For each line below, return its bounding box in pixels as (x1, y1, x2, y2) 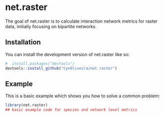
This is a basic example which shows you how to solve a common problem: (5, 93, 160, 99)
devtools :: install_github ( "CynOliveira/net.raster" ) (5, 66, 117, 71)
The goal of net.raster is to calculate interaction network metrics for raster (5, 18, 158, 24)
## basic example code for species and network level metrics (5, 107, 137, 112)
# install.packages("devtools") (5, 61, 75, 66)
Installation (5, 38, 41, 47)
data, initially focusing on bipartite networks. (5, 23, 97, 29)
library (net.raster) (5, 102, 48, 108)
